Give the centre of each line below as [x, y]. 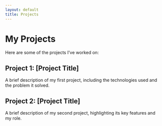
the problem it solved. [27, 85]
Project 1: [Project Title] [42, 68]
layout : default [22, 10]
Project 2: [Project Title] [43, 101]
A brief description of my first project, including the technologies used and [81, 80]
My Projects [30, 39]
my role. [13, 118]
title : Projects [22, 14]
